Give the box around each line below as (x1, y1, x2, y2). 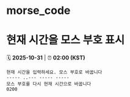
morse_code (6, 4, 71, 18)
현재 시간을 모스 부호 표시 (6, 33, 125, 47)
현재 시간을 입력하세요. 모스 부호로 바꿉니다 (6, 69, 103, 76)
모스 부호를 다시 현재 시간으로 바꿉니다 (6, 81, 92, 87)
